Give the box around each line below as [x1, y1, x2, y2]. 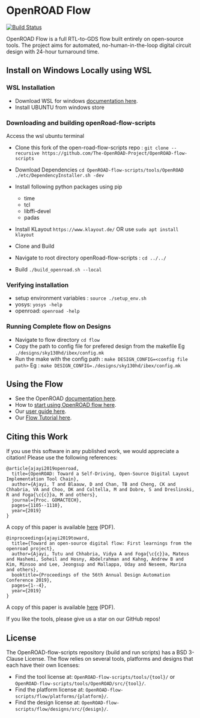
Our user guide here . [14, 407, 67, 415]
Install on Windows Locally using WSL [6, 66, 152, 76]
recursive [14, 150, 40, 156]
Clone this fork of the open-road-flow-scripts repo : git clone [14, 144, 169, 151]
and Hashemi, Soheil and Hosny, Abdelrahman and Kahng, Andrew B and [6, 556, 184, 563]
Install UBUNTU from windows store [14, 104, 105, 111]
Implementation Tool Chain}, [6, 476, 79, 482]
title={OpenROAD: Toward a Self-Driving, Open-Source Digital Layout [11, 471, 189, 477]
